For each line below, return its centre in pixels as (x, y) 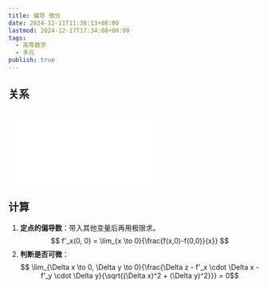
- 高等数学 (31, 45)
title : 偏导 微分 (35, 16)
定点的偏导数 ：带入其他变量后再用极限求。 (90, 228)
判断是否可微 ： (44, 254)
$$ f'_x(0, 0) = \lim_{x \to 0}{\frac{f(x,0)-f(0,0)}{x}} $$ (140, 240)
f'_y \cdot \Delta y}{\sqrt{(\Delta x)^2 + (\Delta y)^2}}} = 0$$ (140, 275)
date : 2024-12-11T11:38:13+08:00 (64, 23)
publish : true (32, 60)
